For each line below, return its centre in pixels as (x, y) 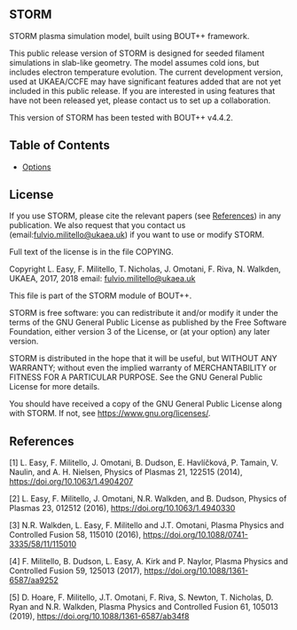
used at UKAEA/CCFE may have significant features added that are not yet (145, 81)
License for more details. (55, 387)
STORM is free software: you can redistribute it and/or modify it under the (144, 313)
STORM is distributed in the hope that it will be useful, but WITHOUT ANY (143, 358)
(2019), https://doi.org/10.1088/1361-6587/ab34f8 (99, 617)
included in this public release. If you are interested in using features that (142, 91)
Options (36, 167)
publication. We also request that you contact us (98, 225)
